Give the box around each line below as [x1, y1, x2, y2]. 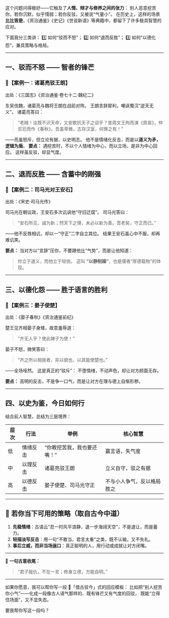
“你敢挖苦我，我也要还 [44, 444, 98, 451]
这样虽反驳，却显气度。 [15, 149, 64, 155]
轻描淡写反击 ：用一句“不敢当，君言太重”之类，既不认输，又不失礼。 [12, 536, 153, 542]
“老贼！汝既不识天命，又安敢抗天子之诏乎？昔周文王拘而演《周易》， [17, 119, 158, 125]
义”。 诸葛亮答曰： [5, 109, 44, 115]
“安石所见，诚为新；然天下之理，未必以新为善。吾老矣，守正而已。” [17, 220, 156, 226]
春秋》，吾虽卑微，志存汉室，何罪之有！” [39, 126, 123, 132]
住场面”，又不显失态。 [5, 596, 52, 602]
